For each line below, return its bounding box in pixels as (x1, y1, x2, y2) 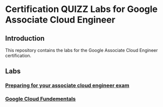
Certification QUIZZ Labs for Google (5, 3, 158, 15)
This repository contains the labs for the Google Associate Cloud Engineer (5, 47, 158, 53)
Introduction (5, 34, 45, 42)
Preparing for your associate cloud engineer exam (5, 82, 129, 89)
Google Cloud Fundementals (5, 95, 76, 102)
